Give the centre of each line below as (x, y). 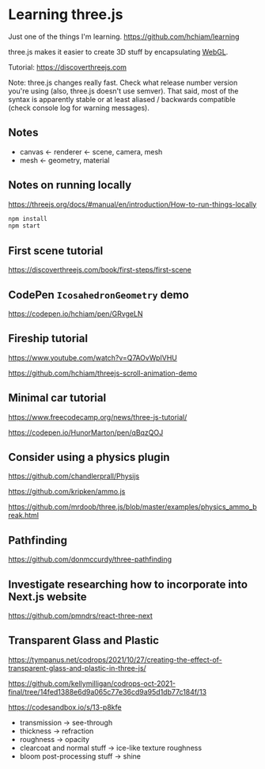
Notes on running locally (70, 185)
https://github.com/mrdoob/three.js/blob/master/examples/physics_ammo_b (132, 507)
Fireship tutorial (48, 339)
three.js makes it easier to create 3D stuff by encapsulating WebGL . (118, 51)
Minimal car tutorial (57, 398)
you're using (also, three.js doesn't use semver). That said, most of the (123, 91)
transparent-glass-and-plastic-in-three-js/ (77, 668)
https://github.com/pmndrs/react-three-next (80, 616)
